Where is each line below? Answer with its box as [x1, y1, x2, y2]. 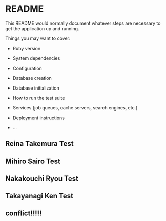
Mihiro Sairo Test [5, 157, 60, 165]
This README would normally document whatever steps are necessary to [5, 20, 161, 26]
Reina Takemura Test [5, 139, 74, 148]
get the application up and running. [5, 25, 79, 31]
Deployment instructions [12, 115, 65, 121]
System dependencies [12, 55, 60, 61]
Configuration [12, 65, 42, 71]
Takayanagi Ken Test [5, 191, 73, 200]
